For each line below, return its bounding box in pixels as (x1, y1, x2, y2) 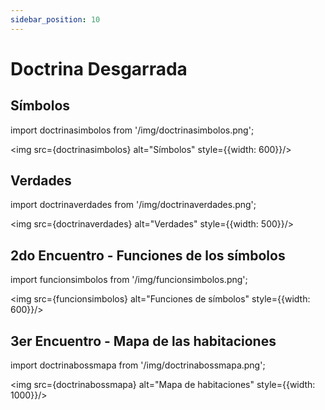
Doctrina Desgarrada (10, 57, 188, 80)
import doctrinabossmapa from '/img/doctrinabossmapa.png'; (10, 359, 266, 371)
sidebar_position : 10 (10, 14, 101, 25)
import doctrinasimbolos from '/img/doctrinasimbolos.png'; (10, 124, 255, 136)
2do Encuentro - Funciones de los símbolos (10, 247, 286, 264)
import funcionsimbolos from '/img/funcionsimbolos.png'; (10, 274, 248, 286)
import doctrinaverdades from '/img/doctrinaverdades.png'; (10, 199, 257, 211)
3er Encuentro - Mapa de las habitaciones (10, 332, 277, 350)
